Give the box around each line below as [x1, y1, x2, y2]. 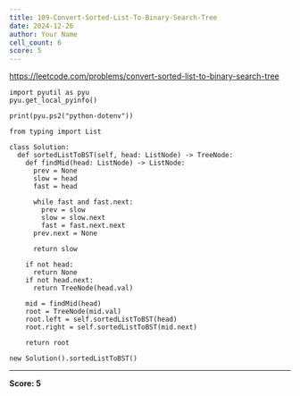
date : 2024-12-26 [9, 21, 74, 30]
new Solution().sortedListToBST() [9, 354, 138, 363]
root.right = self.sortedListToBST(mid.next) [25, 323, 198, 332]
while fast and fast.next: [32, 198, 134, 206]
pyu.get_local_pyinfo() [9, 96, 98, 105]
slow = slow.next [41, 214, 105, 223]
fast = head [32, 182, 78, 191]
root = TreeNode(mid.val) [25, 308, 122, 316]
